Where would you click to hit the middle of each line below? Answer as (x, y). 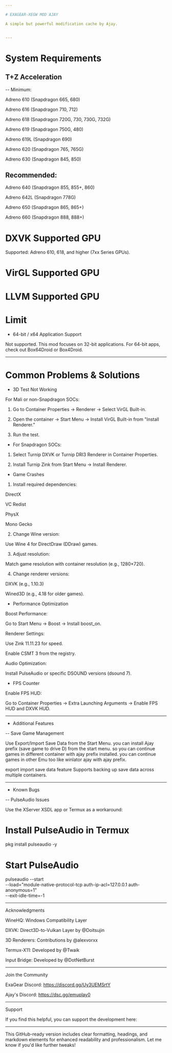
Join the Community (27, 975)
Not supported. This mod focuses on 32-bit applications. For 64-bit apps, (83, 344)
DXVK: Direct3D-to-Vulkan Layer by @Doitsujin (55, 930)
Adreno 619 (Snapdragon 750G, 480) (44, 129)
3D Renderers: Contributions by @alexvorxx (52, 940)
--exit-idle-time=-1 (25, 895)
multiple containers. (26, 775)
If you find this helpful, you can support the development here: (71, 1020)
